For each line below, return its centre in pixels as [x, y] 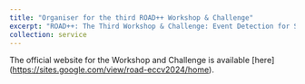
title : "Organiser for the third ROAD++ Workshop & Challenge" [132, 18]
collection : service [49, 34]
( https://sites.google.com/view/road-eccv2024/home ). [112, 70]
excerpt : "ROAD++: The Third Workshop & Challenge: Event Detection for [150, 26]
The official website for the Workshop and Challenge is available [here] [142, 61]
